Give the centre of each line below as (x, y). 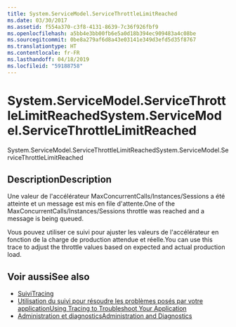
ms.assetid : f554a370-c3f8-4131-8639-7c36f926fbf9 (83, 27)
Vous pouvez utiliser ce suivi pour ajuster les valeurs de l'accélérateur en (113, 232)
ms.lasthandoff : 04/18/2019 (48, 60)
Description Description (60, 179)
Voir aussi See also (48, 277)
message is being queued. (46, 219)
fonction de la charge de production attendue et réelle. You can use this (110, 240)
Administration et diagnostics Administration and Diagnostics (105, 316)
